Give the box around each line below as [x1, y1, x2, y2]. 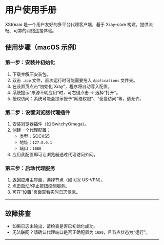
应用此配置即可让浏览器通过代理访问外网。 [12, 151, 98, 157]
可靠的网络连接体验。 [13, 27, 57, 33]
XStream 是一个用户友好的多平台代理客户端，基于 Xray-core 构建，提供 [5, 21, 149, 27]
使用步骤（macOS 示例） [5, 43, 81, 52]
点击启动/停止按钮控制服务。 [12, 183, 70, 189]
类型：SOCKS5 [19, 133, 50, 139]
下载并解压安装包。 [12, 71, 51, 77]
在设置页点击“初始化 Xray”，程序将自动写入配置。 [12, 83, 112, 89]
